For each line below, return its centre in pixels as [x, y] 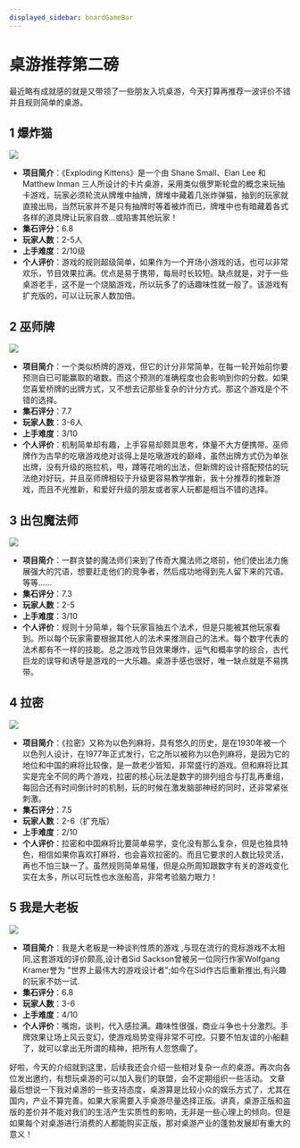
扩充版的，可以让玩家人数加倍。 [81, 296]
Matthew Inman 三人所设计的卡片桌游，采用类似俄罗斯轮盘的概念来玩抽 [154, 184]
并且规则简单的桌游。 [48, 102]
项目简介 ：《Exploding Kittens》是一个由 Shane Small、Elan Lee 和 [144, 173]
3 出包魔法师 [44, 520]
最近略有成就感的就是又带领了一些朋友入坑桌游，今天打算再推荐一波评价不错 [150, 91]
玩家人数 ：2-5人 [52, 240]
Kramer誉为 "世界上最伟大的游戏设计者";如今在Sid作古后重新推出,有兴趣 [154, 969]
